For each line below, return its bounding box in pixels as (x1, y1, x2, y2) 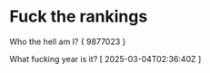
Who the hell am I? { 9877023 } (9, 36, 126, 47)
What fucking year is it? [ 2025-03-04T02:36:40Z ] (9, 53, 202, 64)
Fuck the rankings (9, 6, 148, 27)
